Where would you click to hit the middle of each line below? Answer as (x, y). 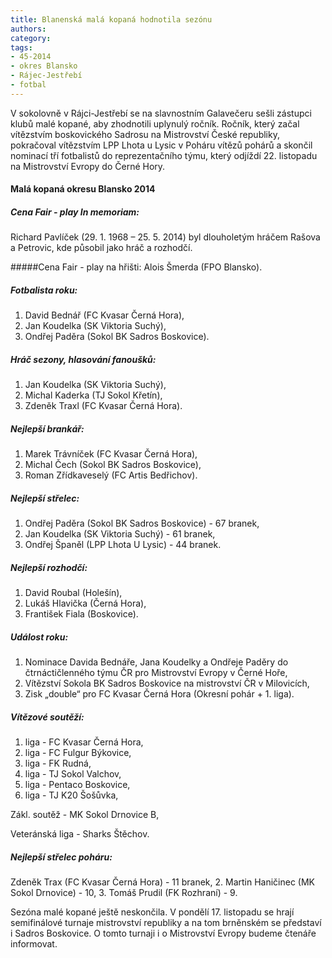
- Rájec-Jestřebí (46, 76)
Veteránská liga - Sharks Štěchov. (80, 834)
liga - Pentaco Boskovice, (77, 785)
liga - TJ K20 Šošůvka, (71, 795)
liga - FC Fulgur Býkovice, (78, 753)
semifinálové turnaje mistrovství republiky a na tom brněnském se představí (166, 923)
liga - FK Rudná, (58, 763)
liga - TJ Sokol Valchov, (73, 774)
